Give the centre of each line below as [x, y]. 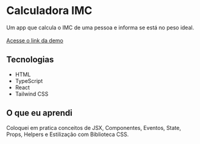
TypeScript [29, 81]
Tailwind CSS [32, 94]
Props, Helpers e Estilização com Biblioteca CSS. [67, 134]
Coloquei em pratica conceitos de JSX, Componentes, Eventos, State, [94, 128]
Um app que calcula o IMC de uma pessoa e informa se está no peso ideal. [100, 27]
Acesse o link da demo [35, 40]
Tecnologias [30, 59]
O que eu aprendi [40, 113]
